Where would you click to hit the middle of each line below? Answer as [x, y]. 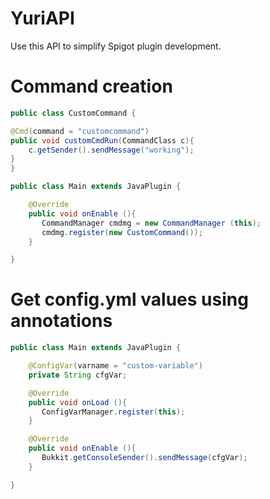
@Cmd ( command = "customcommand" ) [80, 131]
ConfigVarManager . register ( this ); [113, 412]
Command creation [91, 86]
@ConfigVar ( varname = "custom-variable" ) [115, 366]
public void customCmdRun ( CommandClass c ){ [102, 140]
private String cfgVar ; [78, 375]
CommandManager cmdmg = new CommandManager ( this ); [151, 223]
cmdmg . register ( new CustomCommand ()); [122, 232]
